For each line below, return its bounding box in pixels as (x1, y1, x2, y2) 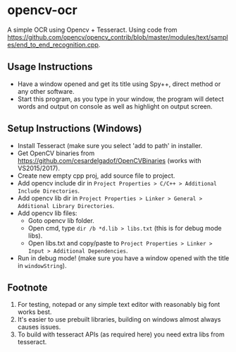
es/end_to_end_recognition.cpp (7, 40, 99, 49)
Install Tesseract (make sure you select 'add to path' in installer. (17, 141, 203, 150)
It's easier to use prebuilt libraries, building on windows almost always (17, 315, 221, 324)
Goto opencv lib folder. (27, 216, 95, 224)
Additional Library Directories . (17, 201, 115, 210)
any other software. (17, 87, 75, 95)
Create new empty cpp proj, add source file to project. (17, 171, 175, 180)
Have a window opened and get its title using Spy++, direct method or (17, 80, 221, 88)
